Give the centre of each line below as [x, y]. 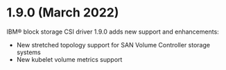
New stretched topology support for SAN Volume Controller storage [113, 45]
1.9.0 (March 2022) [63, 13]
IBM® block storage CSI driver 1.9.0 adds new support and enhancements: [113, 32]
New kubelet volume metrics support [69, 59]
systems [28, 52]
